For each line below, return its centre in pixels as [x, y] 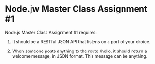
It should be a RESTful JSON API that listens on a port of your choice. [81, 41]
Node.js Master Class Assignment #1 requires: [51, 32]
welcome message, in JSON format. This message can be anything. [80, 56]
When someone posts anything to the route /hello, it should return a [79, 51]
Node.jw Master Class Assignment [76, 9]
